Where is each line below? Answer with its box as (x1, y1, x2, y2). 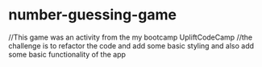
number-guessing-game (8, 6, 177, 24)
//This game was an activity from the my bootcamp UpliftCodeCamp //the (8, 32, 252, 42)
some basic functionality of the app (8, 49, 127, 59)
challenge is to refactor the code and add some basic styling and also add (8, 40, 255, 50)
